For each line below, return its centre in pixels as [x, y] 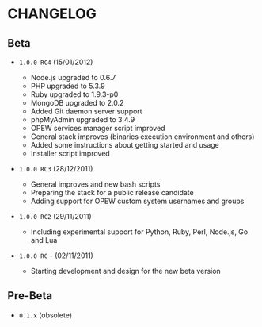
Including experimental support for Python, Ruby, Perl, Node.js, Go [139, 232]
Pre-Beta [30, 296]
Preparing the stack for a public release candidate [112, 192]
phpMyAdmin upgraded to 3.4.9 [83, 119]
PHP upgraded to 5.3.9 [68, 86]
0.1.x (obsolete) [46, 315]
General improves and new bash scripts [95, 184]
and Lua [44, 240]
